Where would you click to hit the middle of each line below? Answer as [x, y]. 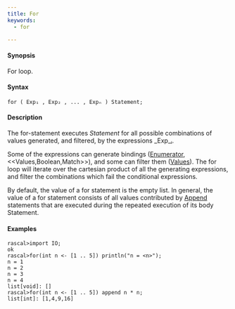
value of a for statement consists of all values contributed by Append [107, 197]
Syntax [18, 87]
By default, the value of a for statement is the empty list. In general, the [110, 190]
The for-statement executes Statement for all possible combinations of [110, 133]
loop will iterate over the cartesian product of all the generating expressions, [118, 169]
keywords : [22, 20]
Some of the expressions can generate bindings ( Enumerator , [96, 154]
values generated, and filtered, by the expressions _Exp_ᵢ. [91, 140]
